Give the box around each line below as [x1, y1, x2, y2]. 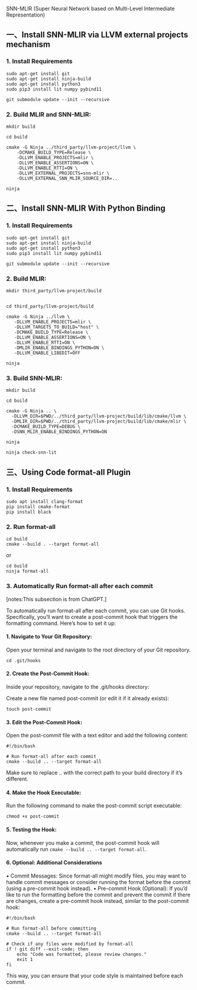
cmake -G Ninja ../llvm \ [6, 314, 70, 320]
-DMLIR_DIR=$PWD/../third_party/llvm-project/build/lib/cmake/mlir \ [11, 418, 186, 425]
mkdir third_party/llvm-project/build [6, 288, 102, 294]
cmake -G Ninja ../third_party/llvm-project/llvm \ [6, 144, 136, 150]
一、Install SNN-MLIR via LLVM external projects [6, 30, 188, 40]
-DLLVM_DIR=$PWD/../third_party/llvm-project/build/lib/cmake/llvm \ [11, 414, 186, 420]
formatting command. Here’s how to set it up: [6, 620, 117, 627]
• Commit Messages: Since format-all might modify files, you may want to [6, 872, 186, 879]
